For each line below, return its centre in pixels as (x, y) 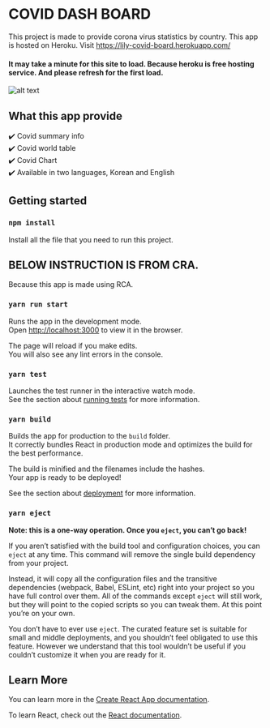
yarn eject (30, 513)
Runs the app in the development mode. (75, 321)
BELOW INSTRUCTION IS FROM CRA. (104, 266)
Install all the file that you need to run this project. (91, 239)
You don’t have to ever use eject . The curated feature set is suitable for (128, 628)
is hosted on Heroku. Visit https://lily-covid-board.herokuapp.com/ (120, 45)
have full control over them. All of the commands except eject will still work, (135, 596)
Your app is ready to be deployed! (65, 477)
